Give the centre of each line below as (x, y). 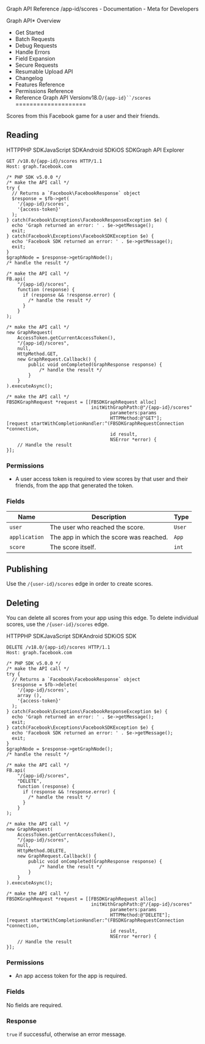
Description (109, 517)
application (27, 537)
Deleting (23, 603)
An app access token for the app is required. (71, 976)
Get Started (30, 32)
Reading (22, 135)
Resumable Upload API (44, 72)
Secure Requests (37, 65)
